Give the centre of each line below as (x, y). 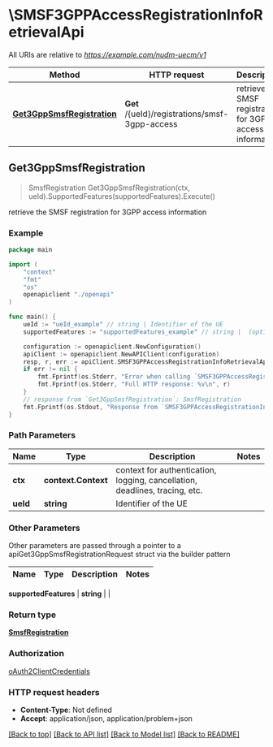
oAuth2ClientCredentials (50, 671)
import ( (23, 264)
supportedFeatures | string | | (60, 594)
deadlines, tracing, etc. (159, 490)
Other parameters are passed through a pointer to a (95, 546)
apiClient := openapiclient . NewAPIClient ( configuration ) (121, 354)
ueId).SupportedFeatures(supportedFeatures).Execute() (121, 196)
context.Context (76, 480)
